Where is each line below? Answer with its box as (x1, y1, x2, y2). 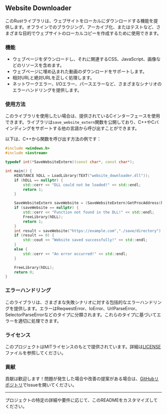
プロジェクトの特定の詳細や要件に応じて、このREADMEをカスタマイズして (5, 397, 158, 403)
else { (14, 247, 28, 252)
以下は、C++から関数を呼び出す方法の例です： (5, 136, 101, 142)
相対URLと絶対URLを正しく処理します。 (12, 75, 95, 81)
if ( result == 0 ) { (14, 233, 55, 238)
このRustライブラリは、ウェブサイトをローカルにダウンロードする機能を (5, 17, 154, 24)
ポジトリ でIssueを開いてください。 (5, 382, 77, 388)
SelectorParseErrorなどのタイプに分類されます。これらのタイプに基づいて (5, 312, 157, 318)
